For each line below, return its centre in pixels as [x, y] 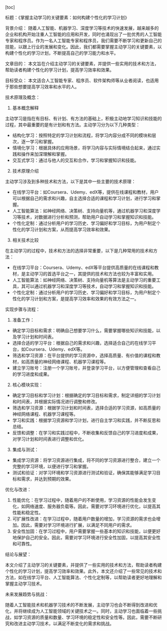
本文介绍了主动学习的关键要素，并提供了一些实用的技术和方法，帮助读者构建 [83, 565]
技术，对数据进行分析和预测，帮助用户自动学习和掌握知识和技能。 [89, 217]
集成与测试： [25, 449]
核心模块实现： [28, 385]
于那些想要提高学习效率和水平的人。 [42, 87]
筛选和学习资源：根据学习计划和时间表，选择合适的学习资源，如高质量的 [86, 408]
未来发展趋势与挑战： [27, 594]
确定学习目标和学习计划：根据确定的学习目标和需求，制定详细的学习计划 [86, 395]
